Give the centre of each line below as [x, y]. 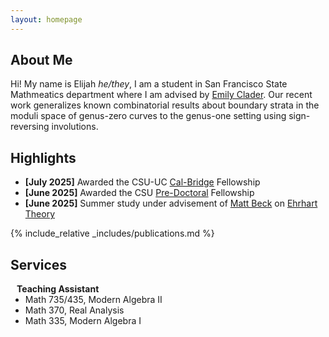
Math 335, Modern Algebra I [83, 321]
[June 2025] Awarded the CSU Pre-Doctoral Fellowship [139, 193]
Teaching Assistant [58, 289]
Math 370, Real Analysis [74, 310]
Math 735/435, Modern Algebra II [93, 300]
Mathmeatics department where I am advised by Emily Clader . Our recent [161, 95]
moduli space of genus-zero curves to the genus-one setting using [148, 116]
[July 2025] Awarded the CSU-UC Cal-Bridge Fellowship [142, 182]
